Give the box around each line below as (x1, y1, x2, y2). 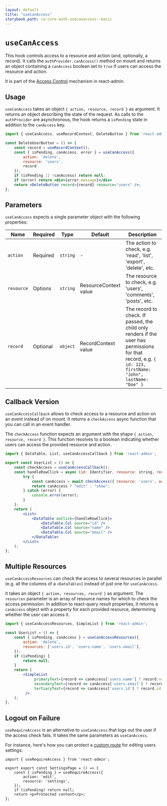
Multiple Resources (5, 562, 67, 571)
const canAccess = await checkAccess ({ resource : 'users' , (31, 479, 157, 484)
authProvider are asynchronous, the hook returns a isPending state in (5, 117, 148, 123)
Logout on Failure (5, 714, 61, 722)
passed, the (125, 318, 153, 325)
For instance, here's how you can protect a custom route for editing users (5, 742, 156, 748)
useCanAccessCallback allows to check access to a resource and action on (5, 411, 156, 417)
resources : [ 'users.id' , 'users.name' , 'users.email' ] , (23, 644, 141, 649)
